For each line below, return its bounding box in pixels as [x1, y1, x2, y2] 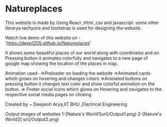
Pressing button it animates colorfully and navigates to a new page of [5, 55, 148, 61]
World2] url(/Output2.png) [5, 116, 59, 122]
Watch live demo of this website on [5, 35, 77, 41]
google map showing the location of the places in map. [5, 60, 118, 66]
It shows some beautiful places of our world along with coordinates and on [5, 50, 159, 56]
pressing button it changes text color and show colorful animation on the [5, 81, 155, 87]
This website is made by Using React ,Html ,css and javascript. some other [5, 20, 159, 26]
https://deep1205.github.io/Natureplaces [6, 40, 90, 46]
